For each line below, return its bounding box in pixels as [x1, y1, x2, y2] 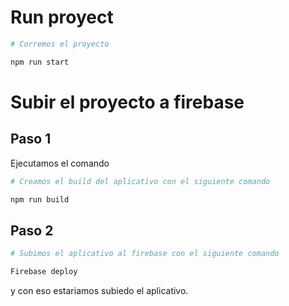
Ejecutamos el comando [10, 157, 110, 169]
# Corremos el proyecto [10, 39, 110, 49]
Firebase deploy [10, 267, 78, 277]
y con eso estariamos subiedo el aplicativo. [10, 285, 189, 296]
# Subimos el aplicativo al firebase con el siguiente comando [10, 249, 280, 259]
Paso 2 [10, 222, 54, 239]
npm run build [10, 194, 70, 205]
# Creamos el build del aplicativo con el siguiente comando [10, 176, 271, 186]
